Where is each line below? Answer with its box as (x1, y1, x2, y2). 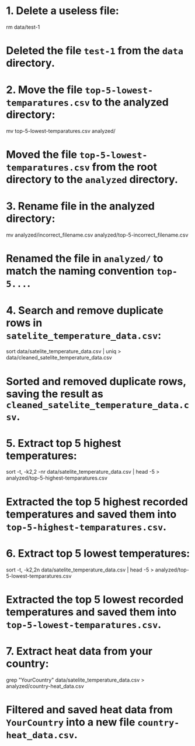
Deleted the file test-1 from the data (6, 44, 184, 57)
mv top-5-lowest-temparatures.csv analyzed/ (6, 128, 116, 135)
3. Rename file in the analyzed (6, 200, 155, 213)
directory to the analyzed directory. (6, 173, 178, 186)
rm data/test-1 (6, 23, 40, 30)
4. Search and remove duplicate (6, 303, 163, 317)
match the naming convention (6, 265, 155, 278)
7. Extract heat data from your (6, 644, 153, 658)
